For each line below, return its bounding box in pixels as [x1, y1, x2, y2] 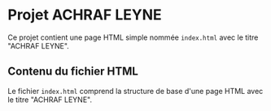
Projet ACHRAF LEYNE [7, 6, 162, 24]
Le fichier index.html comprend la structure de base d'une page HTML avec [7, 86, 264, 96]
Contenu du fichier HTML [7, 65, 139, 79]
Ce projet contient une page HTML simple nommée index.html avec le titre [7, 32, 259, 42]
